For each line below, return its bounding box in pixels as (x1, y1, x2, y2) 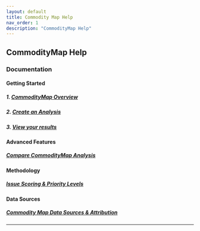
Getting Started (6, 80, 46, 87)
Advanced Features (6, 138, 56, 145)
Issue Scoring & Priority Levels (6, 181, 84, 188)
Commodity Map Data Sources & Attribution (6, 209, 118, 216)
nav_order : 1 (6, 20, 39, 26)
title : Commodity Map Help (6, 14, 73, 20)
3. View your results (6, 123, 57, 131)
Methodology (6, 167, 40, 174)
